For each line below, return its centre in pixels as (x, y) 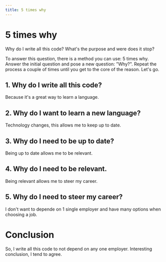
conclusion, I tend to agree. (34, 254)
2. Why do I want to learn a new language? (73, 113)
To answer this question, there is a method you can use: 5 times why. (77, 58)
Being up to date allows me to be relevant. (49, 153)
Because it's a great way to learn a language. (52, 97)
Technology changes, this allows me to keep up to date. (63, 125)
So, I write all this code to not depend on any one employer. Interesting (79, 249)
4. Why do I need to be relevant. (56, 169)
